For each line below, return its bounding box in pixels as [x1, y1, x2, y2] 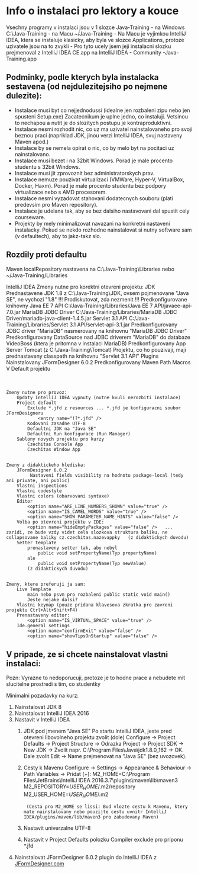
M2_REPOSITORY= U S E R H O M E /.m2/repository [23, 783, 136, 791]
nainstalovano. [14, 150, 51, 158]
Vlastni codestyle [17, 488, 62, 494]
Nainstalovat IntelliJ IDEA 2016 [14, 710, 89, 717]
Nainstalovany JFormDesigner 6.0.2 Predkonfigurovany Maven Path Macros [6, 358, 191, 365]
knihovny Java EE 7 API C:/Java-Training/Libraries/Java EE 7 [6, 302, 153, 309]
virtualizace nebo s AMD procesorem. [14, 188, 108, 195]
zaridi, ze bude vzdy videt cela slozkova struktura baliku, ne [6, 529, 168, 535]
